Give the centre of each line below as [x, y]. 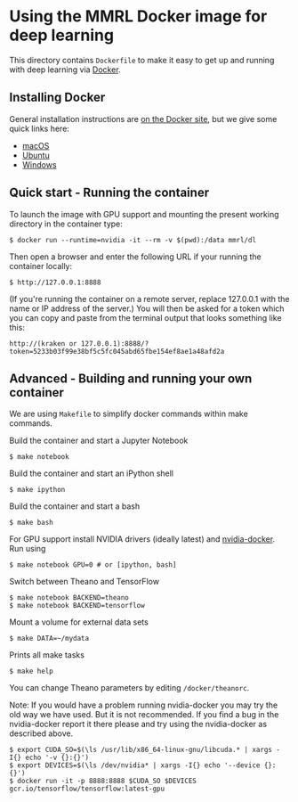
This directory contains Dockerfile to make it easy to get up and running [142, 60]
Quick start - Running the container [109, 193]
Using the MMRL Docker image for [138, 16]
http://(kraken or [43, 344]
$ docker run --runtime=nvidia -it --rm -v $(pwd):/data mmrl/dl [133, 240]
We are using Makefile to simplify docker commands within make [129, 414]
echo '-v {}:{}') [57, 758]
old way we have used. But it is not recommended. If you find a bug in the [144, 715]
